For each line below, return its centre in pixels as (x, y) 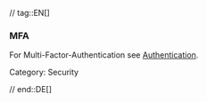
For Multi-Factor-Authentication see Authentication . (104, 55)
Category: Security (44, 72)
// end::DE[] (30, 90)
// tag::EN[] (30, 13)
